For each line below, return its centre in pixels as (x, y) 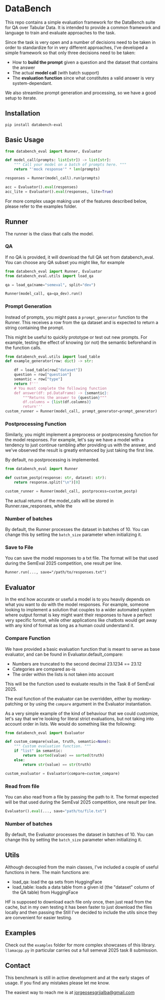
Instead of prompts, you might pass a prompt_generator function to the (77, 317)
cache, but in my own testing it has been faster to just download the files (79, 907)
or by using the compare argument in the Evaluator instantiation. (88, 704)
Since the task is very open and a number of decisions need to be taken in (81, 42)
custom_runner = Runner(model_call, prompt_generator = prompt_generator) (81, 411)
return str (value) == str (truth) (57, 765)
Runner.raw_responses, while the (39, 506)
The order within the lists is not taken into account (63, 674)
